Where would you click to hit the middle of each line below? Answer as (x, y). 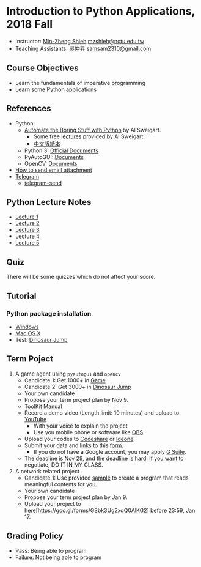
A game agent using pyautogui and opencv (68, 374)
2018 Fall (30, 24)
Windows (27, 327)
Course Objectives (43, 68)
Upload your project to (53, 503)
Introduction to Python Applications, (101, 11)
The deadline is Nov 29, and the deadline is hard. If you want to (104, 458)
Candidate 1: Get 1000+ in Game (65, 380)
